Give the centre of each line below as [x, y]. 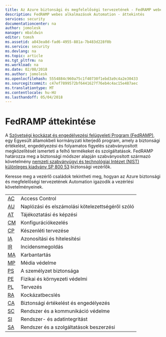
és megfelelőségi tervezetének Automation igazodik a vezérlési [69, 182]
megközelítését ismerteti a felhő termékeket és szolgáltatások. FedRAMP [79, 151]
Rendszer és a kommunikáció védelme [65, 311]
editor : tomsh [20, 38]
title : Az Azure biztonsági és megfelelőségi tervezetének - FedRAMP [78, 10]
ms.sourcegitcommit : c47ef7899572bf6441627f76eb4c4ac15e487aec [72, 83]
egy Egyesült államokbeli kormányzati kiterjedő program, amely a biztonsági [83, 141]
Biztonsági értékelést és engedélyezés [65, 303]
